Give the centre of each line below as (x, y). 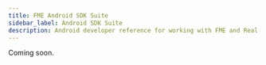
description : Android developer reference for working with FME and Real (133, 30)
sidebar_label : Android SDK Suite (66, 23)
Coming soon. (31, 53)
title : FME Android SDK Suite (59, 15)
